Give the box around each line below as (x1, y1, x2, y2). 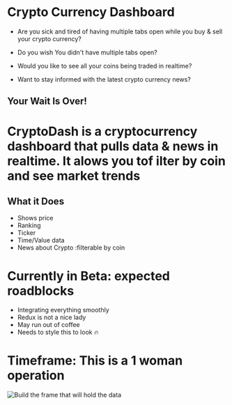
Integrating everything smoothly (17, 306, 109, 314)
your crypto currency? (17, 34, 82, 43)
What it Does (7, 195, 65, 207)
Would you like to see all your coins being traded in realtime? (17, 61, 192, 70)
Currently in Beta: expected (7, 268, 171, 284)
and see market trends (7, 168, 141, 183)
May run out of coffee (17, 321, 80, 329)
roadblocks (7, 283, 75, 298)
